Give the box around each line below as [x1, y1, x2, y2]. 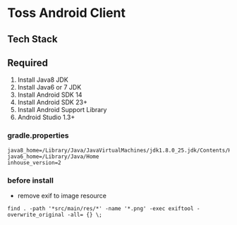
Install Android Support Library [17, 106, 107, 114]
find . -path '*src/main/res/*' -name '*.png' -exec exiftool [7, 205, 194, 212]
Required [7, 56, 48, 68]
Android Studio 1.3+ [17, 113, 75, 121]
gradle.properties [7, 130, 69, 140]
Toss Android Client [7, 5, 126, 21]
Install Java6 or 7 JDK [17, 83, 82, 92]
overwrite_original [7, 211, 65, 218]
